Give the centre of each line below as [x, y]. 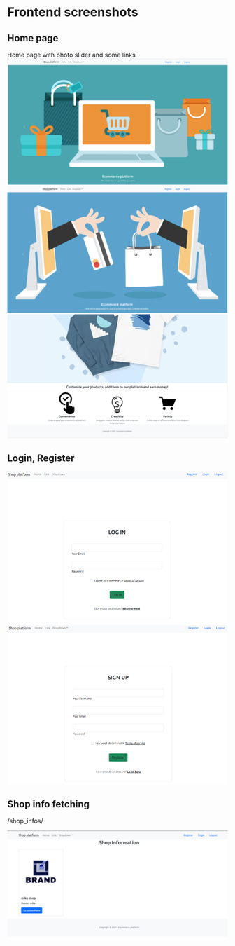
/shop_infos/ [25, 821]
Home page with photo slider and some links [72, 55]
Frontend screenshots [73, 12]
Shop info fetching [48, 804]
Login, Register [41, 458]
